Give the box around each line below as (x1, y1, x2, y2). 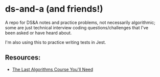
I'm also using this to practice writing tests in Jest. (5, 39, 106, 45)
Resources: (5, 54, 41, 62)
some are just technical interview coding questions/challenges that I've (5, 24, 148, 30)
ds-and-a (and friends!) (5, 3, 103, 15)
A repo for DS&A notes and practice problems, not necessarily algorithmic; (5, 19, 156, 25)
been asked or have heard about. (5, 30, 72, 36)
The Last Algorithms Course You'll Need (12, 66, 93, 72)
